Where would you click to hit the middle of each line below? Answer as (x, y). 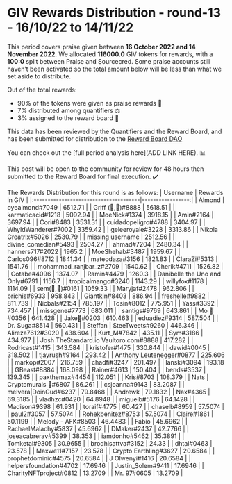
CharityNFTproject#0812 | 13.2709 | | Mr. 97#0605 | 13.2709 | (95, 473)
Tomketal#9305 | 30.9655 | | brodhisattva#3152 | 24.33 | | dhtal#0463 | (110, 443)
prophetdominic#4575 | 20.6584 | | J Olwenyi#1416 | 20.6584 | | (99, 458)
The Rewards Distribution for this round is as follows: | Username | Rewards (115, 192)
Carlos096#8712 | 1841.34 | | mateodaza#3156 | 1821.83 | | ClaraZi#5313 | (113, 259)
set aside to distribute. (39, 76)
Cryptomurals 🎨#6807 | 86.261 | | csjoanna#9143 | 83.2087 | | (96, 384)
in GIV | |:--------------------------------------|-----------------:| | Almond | (116, 200)
